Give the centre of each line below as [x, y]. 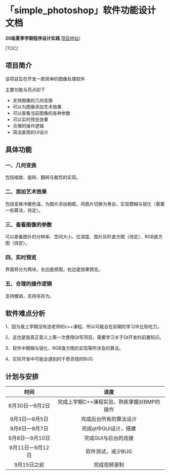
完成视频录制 [109, 465]
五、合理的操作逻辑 [29, 284]
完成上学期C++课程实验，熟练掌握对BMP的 [109, 402]
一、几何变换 [21, 166]
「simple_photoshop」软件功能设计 [81, 10]
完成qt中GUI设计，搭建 [109, 429]
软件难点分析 [25, 314]
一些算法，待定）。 [24, 210]
